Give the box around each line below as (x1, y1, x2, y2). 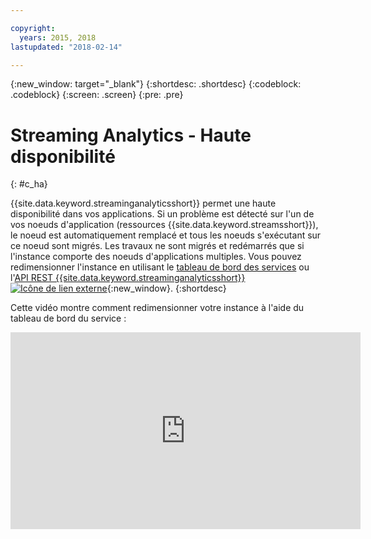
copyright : (10, 23, 56, 33)
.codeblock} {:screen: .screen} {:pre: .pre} (10, 89, 184, 101)
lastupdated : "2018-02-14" (10, 42, 123, 52)
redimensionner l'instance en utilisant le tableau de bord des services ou (10, 261, 310, 273)
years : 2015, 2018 (19, 32, 97, 43)
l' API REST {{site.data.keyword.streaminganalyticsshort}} (10, 272, 246, 284)
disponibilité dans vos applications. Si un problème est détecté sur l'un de (10, 208, 315, 220)
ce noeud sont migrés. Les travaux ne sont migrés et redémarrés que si (10, 240, 305, 252)
